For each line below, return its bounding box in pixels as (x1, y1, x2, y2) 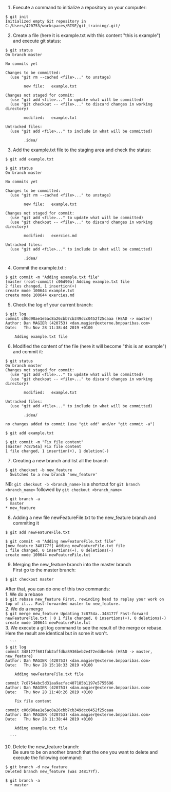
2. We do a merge (5, 606, 43, 611)
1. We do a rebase (5, 591, 43, 597)
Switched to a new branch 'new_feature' (10, 472, 98, 477)
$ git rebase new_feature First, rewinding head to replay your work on (5, 597, 164, 602)
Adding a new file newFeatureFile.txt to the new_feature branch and (12, 514, 157, 520)
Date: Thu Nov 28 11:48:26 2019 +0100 (5, 690, 93, 695)
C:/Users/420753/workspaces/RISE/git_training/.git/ (5, 23, 121, 28)
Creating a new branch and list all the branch (12, 458, 108, 463)
